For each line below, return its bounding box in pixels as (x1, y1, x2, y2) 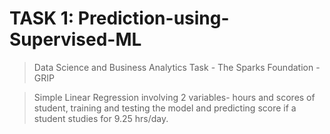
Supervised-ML (9, 28, 142, 51)
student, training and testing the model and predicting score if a (33, 102, 297, 114)
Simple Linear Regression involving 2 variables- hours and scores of (33, 91, 316, 103)
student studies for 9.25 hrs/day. (33, 112, 169, 124)
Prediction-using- (77, 7, 230, 30)
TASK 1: (9, 7, 75, 30)
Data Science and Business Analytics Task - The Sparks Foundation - (33, 61, 321, 73)
